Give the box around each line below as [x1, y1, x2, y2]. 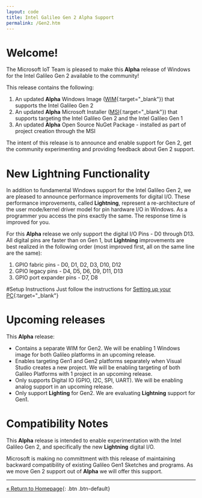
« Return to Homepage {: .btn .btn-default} [6, 485, 111, 493]
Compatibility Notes [6, 417, 109, 431]
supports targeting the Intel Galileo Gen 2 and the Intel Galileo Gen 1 [14, 115, 183, 122]
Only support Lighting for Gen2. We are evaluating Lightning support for [14, 390, 195, 397]
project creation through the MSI [14, 128, 96, 135]
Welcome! [6, 46, 58, 60]
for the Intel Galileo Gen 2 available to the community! [6, 72, 139, 79]
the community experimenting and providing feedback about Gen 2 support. [6, 146, 195, 153]
